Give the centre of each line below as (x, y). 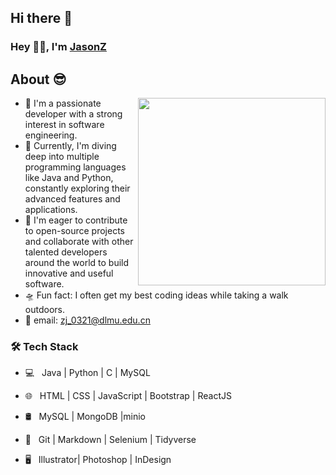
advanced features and (72, 199)
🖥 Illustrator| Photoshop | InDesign (98, 460)
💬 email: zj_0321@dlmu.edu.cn (87, 320)
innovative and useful (69, 273)
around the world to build (77, 263)
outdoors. (44, 310)
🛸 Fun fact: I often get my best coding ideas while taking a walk (156, 295)
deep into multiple (62, 157)
